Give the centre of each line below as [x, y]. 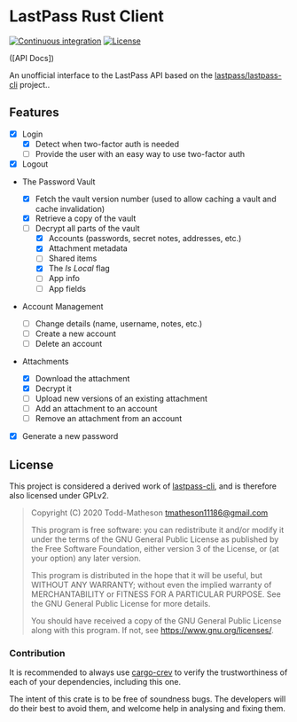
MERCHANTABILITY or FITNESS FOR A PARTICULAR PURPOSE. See [156, 594]
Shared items [73, 258]
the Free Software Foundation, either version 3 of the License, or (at [155, 548]
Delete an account [69, 343]
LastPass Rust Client [86, 16]
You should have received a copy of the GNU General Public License [156, 620]
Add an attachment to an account [96, 408]
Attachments [45, 361]
